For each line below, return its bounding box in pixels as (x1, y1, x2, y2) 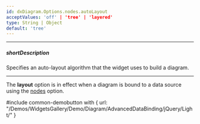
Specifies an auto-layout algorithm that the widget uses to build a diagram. (6, 64, 189, 71)
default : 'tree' (6, 25, 46, 31)
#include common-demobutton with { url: (6, 99, 108, 106)
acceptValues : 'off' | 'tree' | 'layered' (6, 14, 113, 20)
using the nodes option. (6, 87, 64, 95)
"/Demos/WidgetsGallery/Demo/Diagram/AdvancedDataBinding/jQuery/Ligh (6, 105, 193, 113)
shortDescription (6, 49, 49, 56)
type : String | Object (6, 20, 62, 26)
